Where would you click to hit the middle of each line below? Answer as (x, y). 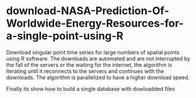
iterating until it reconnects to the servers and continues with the (85, 71)
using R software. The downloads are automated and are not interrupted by (98, 58)
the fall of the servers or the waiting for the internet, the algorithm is (89, 65)
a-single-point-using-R (65, 36)
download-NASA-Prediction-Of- (88, 11)
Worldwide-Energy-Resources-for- (95, 23)
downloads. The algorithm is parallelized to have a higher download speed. (98, 77)
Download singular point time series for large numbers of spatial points (93, 52)
